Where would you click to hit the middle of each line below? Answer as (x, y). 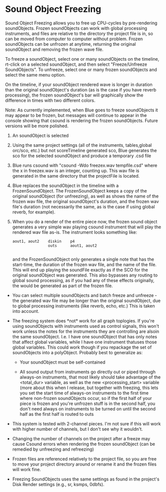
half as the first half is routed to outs (57, 414)
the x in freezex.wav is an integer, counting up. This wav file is (76, 171)
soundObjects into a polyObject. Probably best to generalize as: (77, 352)
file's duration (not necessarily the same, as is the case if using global (83, 206)
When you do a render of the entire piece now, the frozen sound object (85, 221)
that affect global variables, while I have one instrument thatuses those (84, 342)
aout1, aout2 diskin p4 (44, 241)
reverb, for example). (34, 212)
